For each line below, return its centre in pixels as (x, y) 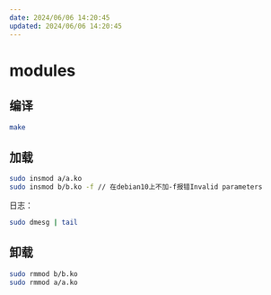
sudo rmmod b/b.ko (44, 274)
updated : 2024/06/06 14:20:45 (66, 26)
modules (43, 71)
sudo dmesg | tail (44, 222)
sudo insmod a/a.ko (46, 179)
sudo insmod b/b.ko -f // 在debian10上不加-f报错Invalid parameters (136, 187)
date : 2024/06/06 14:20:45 (60, 18)
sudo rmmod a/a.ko (44, 282)
